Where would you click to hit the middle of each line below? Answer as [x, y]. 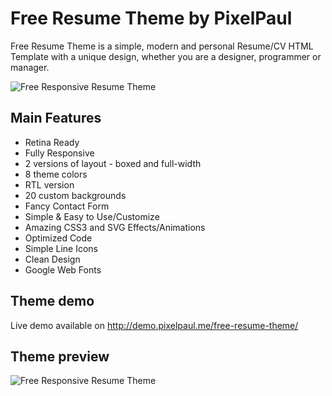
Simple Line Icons [61, 248]
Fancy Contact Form [67, 206]
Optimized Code [58, 238]
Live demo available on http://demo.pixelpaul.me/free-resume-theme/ [154, 325]
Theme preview [60, 356]
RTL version [49, 184]
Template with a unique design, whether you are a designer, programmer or [166, 56]
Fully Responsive [59, 153]
